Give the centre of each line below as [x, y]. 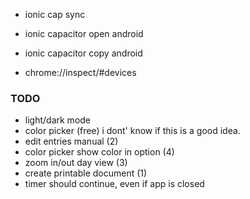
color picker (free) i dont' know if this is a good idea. [132, 131]
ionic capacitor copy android [83, 53]
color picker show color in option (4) [99, 152]
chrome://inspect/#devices [80, 72]
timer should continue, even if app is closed [114, 184]
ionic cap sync [55, 14]
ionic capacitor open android [84, 33]
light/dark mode [58, 120]
